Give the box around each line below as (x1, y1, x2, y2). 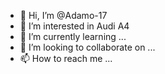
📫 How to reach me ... (19, 53, 113, 64)
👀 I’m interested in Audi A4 (19, 20, 130, 32)
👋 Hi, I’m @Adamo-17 (19, 10, 108, 21)
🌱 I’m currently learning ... (19, 31, 127, 42)
